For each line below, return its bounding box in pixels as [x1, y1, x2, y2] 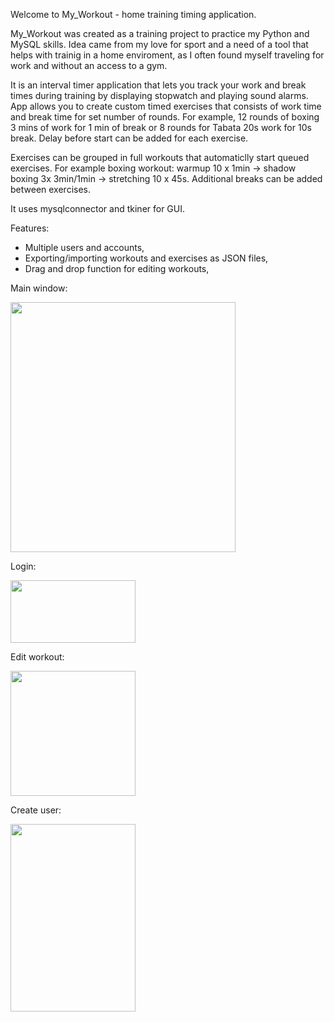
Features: [10, 222, 50, 234]
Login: [10, 560, 37, 572]
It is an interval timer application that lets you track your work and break [10, 79, 307, 91]
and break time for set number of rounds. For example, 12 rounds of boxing [10, 111, 320, 123]
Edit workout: [10, 651, 65, 663]
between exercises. [10, 184, 91, 195]
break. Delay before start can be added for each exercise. [10, 132, 249, 144]
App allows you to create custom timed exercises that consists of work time [10, 100, 322, 112]
